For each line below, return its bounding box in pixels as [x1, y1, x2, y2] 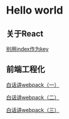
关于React [6, 28, 44, 38]
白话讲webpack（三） [6, 106, 60, 113]
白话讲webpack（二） [6, 94, 60, 101]
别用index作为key [6, 46, 49, 52]
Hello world [6, 4, 64, 17]
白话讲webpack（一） [6, 81, 60, 88]
